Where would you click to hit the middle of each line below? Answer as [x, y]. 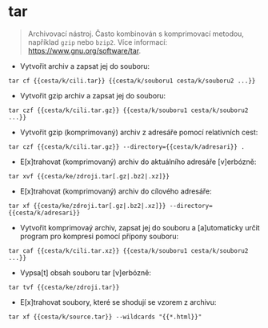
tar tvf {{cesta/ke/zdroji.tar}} [64, 287]
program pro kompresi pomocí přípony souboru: [99, 236]
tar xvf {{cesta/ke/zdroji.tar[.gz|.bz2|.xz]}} [89, 176]
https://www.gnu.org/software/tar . [84, 50]
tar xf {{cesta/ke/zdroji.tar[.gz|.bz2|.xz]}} [87, 206]
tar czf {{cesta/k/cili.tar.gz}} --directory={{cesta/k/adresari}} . [127, 146]
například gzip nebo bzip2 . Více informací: [98, 42]
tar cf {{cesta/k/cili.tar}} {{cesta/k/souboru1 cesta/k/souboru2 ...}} [132, 81]
